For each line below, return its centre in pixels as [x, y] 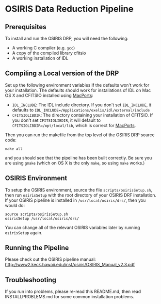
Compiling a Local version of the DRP [62, 73]
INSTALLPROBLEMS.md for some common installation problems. [70, 297]
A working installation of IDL [40, 58]
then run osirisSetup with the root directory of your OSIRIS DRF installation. [81, 195]
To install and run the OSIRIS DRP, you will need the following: [67, 38]
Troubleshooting [31, 280]
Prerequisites [26, 27]
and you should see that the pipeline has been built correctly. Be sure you [79, 158]
